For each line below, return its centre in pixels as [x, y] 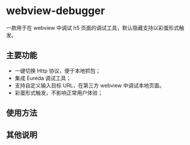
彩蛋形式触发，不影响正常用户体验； [59, 93]
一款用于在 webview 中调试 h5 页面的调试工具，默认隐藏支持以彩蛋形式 [93, 28]
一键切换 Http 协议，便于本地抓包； [58, 70]
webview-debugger [55, 11]
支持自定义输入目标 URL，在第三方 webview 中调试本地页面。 [90, 85]
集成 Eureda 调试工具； [43, 78]
